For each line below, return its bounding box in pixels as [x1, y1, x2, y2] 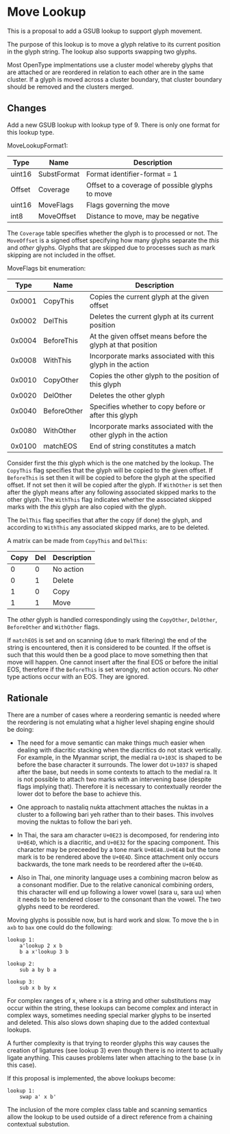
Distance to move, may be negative [86, 211, 200, 220]
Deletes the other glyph [89, 391, 166, 400]
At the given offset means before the [89, 331, 207, 340]
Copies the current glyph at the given [89, 292, 209, 301]
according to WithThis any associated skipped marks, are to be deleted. [7, 523, 210, 531]
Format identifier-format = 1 [86, 169, 178, 178]
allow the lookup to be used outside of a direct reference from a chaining [7, 1113, 213, 1121]
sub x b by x [19, 984, 57, 991]
